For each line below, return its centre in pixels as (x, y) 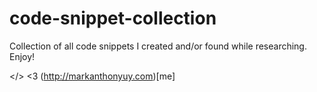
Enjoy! (22, 56)
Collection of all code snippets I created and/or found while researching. (158, 46)
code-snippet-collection (113, 18)
